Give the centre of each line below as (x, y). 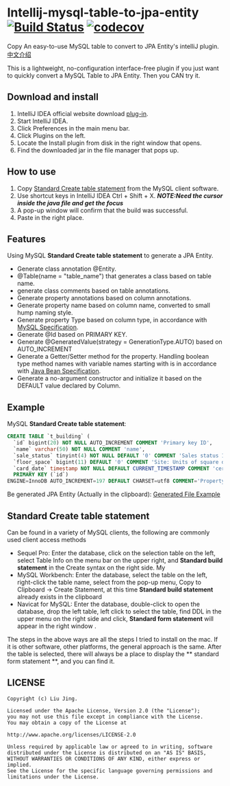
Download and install (53, 97)
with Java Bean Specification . (59, 371)
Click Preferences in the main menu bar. (73, 128)
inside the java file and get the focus (70, 203)
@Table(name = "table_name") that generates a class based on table (114, 276)
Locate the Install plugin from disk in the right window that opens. (109, 143)
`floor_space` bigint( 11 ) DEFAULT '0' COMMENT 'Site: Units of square (116, 462)
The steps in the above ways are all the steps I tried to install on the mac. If (113, 639)
